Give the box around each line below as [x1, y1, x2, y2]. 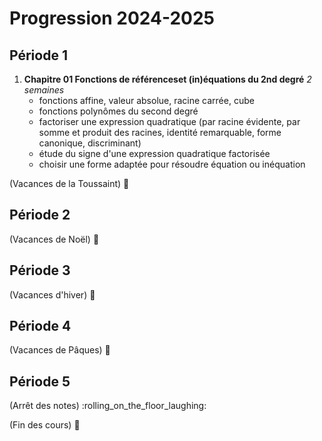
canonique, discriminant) [38, 137, 142, 149]
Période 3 [9, 262, 71, 279]
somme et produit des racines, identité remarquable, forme [38, 127, 282, 138]
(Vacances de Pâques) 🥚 [9, 344, 111, 356]
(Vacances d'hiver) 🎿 [9, 288, 96, 301]
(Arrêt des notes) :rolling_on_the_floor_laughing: [9, 400, 207, 412]
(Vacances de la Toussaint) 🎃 [9, 178, 130, 189]
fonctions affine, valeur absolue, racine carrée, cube [38, 95, 255, 106]
